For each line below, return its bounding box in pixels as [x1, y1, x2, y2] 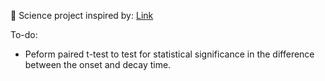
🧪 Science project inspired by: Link [10, 10, 154, 21]
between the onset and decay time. [24, 59, 172, 70]
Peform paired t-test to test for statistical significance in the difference [24, 48, 315, 60]
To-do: [10, 29, 38, 40]
